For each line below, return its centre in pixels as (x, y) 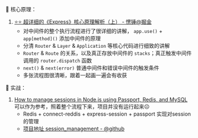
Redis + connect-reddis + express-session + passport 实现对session (107, 114)
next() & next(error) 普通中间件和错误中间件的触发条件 (91, 68)
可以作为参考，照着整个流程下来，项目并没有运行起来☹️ (82, 106)
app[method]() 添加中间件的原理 (62, 38)
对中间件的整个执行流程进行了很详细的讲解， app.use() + (93, 31)
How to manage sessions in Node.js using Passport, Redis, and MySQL (101, 99)
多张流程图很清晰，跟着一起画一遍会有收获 (75, 75)
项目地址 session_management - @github (74, 129)
